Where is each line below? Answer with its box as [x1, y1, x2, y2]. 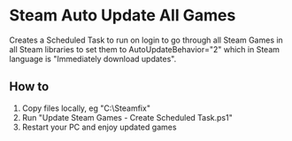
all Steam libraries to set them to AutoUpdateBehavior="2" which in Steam [9, 43, 280, 54]
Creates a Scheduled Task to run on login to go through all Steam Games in [9, 35, 283, 45]
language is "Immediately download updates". [9, 53, 177, 64]
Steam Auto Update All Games [9, 5, 236, 26]
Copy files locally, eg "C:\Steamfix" [21, 103, 150, 114]
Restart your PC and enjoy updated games [21, 121, 177, 132]
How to [9, 79, 50, 94]
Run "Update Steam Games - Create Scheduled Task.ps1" [21, 112, 233, 122]
